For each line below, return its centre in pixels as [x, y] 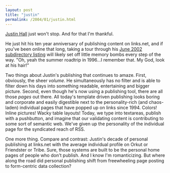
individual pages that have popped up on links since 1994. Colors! [88, 108]
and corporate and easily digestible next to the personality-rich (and [77, 102]
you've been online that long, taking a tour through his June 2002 [74, 49]
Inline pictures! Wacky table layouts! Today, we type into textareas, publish [83, 113]
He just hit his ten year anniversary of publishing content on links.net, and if [84, 44]
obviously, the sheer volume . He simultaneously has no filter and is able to [83, 81]
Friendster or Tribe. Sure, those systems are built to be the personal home [82, 150]
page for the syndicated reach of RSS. [45, 129]
